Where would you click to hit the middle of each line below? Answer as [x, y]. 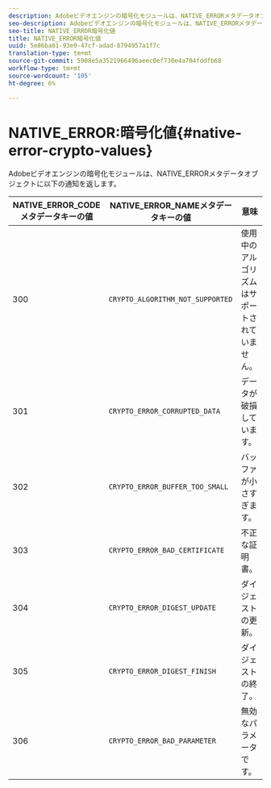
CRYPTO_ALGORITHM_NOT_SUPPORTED [171, 300]
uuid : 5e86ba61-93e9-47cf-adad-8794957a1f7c [84, 46]
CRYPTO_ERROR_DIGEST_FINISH [162, 671]
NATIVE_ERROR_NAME [154, 206]
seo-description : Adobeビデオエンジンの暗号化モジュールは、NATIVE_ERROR [124, 23]
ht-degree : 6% [32, 83]
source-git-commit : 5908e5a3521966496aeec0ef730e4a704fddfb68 [115, 61]
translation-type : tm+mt [50, 53]
